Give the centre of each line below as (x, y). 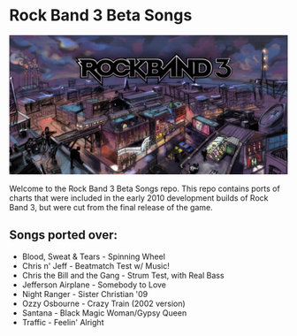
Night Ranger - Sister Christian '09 (85, 294)
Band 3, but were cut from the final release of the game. (111, 207)
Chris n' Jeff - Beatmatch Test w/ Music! (95, 265)
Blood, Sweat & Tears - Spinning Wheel (94, 256)
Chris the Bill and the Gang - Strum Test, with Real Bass (123, 275)
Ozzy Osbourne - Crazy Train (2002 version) (103, 303)
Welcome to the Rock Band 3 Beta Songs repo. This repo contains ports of (145, 188)
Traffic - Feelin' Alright (63, 322)
